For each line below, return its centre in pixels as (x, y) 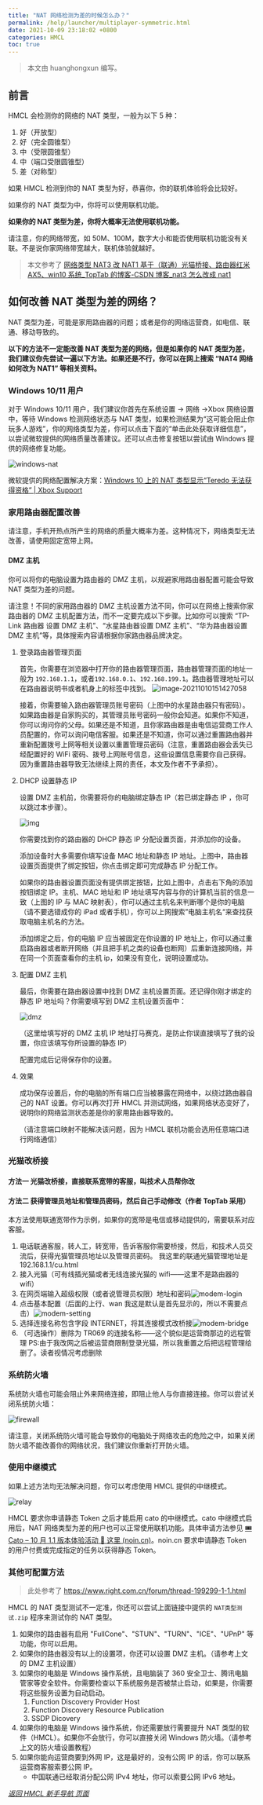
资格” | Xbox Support (49, 490)
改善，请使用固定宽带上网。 (53, 541)
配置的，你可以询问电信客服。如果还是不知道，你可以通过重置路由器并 (139, 734)
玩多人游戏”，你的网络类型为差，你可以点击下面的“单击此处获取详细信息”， (129, 429)
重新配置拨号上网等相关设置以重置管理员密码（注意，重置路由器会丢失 (133, 744)
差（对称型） (40, 171)
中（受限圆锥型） (47, 152)
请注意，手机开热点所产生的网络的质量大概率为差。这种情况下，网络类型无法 (131, 531)
